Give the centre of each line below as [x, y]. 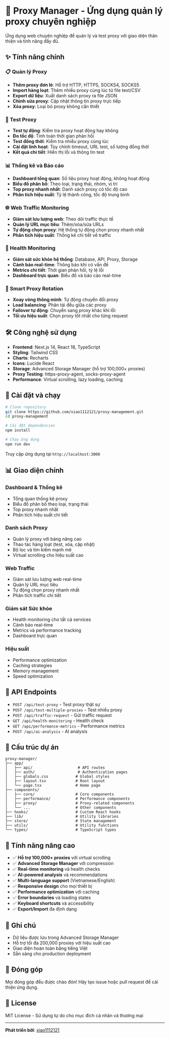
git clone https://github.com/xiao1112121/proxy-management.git [74, 412]
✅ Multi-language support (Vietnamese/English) [64, 881]
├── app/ [14, 764]
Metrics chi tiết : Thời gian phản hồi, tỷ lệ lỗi [58, 270]
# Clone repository [26, 407]
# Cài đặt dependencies [30, 426]
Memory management [36, 671]
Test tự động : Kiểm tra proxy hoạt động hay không [66, 130]
